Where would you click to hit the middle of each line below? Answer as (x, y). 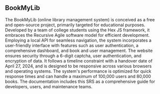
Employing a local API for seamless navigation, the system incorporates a (78, 40)
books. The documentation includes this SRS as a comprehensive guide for (80, 81)
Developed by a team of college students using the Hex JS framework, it (77, 30)
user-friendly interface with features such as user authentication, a (72, 45)
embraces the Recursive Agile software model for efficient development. (78, 35)
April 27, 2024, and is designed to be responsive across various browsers (78, 66)
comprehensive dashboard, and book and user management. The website (79, 50)
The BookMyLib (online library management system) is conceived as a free (80, 19)
